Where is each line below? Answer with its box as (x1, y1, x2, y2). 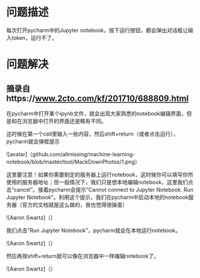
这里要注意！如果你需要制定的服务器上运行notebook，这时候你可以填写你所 (6, 171, 194, 178)
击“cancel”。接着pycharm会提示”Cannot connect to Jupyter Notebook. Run (6, 186, 194, 193)
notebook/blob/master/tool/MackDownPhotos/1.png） (6, 158, 140, 165)
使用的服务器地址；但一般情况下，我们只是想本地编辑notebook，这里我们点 (6, 178, 194, 186)
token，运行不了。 (11, 34, 57, 41)
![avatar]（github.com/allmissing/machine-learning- (6, 150, 136, 157)
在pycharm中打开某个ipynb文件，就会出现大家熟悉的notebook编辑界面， (6, 110, 187, 117)
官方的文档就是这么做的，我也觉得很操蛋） (22, 201, 128, 208)
